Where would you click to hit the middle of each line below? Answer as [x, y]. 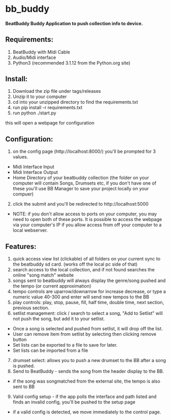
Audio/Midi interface [34, 57]
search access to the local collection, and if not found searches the [84, 270]
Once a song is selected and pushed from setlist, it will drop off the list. [88, 329]
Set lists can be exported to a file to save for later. [65, 345]
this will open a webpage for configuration [50, 123]
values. [20, 157]
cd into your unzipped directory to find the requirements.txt [75, 102]
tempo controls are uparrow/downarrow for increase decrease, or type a [89, 292]
